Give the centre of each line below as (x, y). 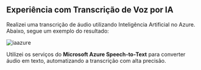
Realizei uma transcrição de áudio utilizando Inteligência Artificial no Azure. (101, 24)
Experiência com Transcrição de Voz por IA (90, 10)
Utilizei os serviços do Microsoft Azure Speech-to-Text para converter (96, 54)
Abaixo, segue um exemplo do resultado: (58, 31)
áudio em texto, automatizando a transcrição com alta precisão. (86, 60)
